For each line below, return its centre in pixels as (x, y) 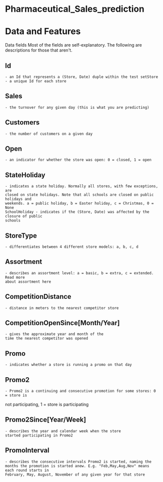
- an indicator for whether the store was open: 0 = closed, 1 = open (78, 160)
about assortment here (28, 282)
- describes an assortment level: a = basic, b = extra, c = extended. (79, 273)
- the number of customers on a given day (49, 134)
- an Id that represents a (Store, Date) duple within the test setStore (82, 77)
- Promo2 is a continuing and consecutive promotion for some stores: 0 (81, 391)
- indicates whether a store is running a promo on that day (69, 365)
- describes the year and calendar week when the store (63, 431)
